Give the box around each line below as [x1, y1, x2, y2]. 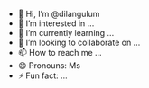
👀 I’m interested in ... [17, 18, 95, 29]
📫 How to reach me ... [17, 48, 102, 57]
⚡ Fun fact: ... [17, 70, 68, 81]
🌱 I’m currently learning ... [17, 28, 115, 38]
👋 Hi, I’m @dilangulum [17, 9, 100, 19]
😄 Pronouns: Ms [17, 60, 81, 71]
